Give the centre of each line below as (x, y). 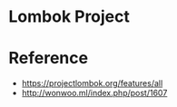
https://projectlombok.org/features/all (92, 83)
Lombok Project (69, 17)
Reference (48, 58)
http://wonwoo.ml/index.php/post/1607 (94, 93)
